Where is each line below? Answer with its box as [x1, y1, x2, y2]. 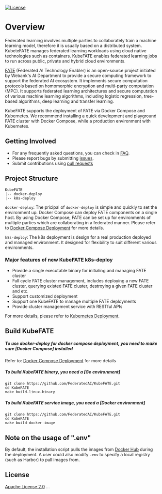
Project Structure [5, 174, 58, 183]
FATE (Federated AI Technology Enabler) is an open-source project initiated [5, 67, 156, 73]
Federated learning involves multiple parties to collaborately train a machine [5, 37, 157, 43]
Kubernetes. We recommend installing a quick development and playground [5, 113, 157, 119]
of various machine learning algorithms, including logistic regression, [5, 93, 143, 99]
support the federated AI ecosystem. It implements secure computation [5, 77, 148, 83]
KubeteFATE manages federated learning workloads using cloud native [5, 47, 146, 53]
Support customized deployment [12, 293, 78, 299]
